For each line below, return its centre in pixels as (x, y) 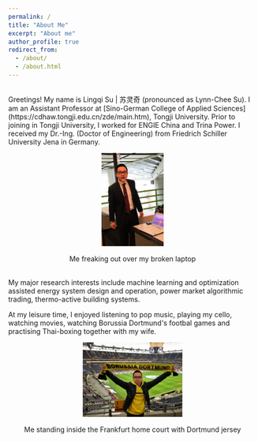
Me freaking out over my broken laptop (133, 258)
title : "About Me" (38, 25)
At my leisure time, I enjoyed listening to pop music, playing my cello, (120, 314)
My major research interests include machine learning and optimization (123, 282)
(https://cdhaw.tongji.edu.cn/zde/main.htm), (80, 116)
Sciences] (229, 108)
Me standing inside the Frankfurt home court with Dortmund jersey (133, 429)
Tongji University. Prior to (194, 116)
